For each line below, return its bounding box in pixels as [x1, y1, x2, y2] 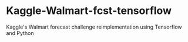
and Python [6, 29, 34, 36]
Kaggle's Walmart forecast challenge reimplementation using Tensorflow [6, 23, 182, 30]
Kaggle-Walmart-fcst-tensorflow [6, 4, 172, 17]
